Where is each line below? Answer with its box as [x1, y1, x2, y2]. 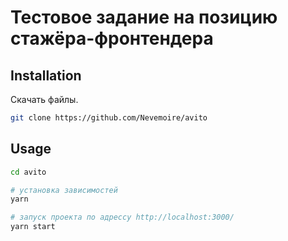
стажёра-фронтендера [10, 27, 214, 50]
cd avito [10, 167, 47, 177]
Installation [10, 67, 82, 84]
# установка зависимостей [10, 185, 118, 195]
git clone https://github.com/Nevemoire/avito [10, 113, 208, 123]
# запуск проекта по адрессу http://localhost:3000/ [10, 212, 235, 223]
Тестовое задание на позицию [10, 6, 278, 29]
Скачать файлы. [10, 94, 79, 105]
